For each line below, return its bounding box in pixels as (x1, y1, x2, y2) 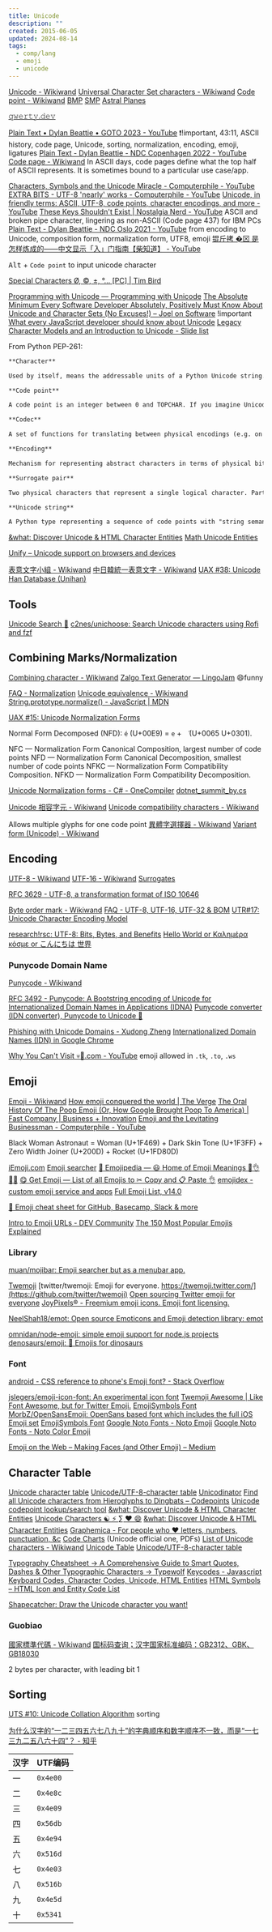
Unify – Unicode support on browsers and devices (8, 548, 176, 558)
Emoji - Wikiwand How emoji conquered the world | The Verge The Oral (8, 1096, 247, 1106)
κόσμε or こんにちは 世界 (8, 939, 91, 949)
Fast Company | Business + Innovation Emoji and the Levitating (8, 1113, 219, 1123)
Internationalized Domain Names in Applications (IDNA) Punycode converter (8, 1002, 263, 1012)
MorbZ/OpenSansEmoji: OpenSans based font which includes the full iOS (8, 1410, 253, 1419)
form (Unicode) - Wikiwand (8, 828, 100, 838)
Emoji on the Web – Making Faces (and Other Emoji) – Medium (8, 1443, 216, 1452)
